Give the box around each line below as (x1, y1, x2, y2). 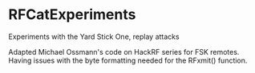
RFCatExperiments (8, 6, 136, 24)
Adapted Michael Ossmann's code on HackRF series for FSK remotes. (8, 47, 240, 56)
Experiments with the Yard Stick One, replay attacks (8, 32, 180, 41)
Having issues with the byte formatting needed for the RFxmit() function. (8, 56, 248, 65)
